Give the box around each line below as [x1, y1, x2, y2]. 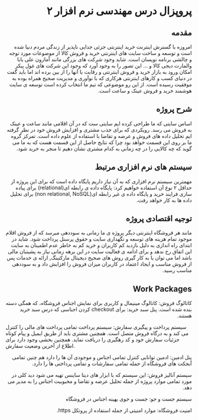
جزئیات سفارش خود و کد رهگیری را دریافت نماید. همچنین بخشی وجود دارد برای [5, 336, 180, 343]
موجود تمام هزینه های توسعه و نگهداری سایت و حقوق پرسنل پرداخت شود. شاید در [11, 235, 192, 242]
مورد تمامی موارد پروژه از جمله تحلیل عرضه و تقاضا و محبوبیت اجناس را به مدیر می [7, 378, 192, 385]
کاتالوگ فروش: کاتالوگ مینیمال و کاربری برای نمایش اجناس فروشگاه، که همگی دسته [5, 300, 192, 307]
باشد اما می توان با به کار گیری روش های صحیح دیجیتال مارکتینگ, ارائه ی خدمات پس [7, 254, 192, 261]
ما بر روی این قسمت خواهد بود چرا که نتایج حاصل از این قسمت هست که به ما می [12, 139, 192, 146]
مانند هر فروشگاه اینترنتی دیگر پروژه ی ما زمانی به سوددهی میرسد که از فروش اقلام [5, 229, 192, 237]
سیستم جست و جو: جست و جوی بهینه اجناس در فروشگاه [65, 395, 192, 402]
